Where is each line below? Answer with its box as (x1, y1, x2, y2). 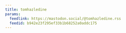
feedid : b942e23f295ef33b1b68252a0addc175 (9, 20, 97, 26)
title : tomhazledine (5, 7, 47, 12)
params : (5, 12, 21, 16)
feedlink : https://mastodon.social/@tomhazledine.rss (9, 16, 121, 21)
